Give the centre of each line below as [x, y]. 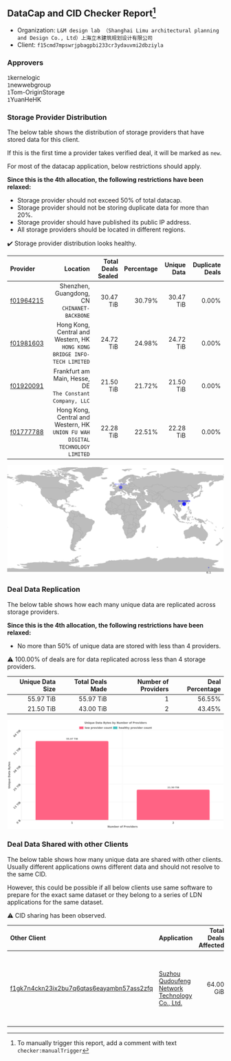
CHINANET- [76, 309]
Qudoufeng [175, 980]
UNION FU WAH [71, 432]
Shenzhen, [75, 286]
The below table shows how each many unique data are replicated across [111, 604]
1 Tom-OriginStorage [36, 92]
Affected [211, 945]
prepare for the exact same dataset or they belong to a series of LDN [105, 894]
